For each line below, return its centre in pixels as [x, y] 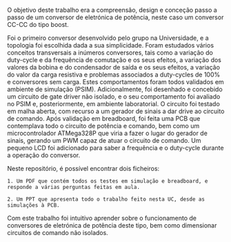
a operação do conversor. [44, 155]
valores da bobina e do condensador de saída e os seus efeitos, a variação [114, 67]
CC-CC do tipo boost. [38, 24]
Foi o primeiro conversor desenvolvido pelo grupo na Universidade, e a [108, 38]
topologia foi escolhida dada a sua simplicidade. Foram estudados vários [111, 45]
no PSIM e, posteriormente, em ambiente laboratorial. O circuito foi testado [114, 104]
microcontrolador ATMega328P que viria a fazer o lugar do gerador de [108, 133]
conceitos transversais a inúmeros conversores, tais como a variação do [110, 52]
